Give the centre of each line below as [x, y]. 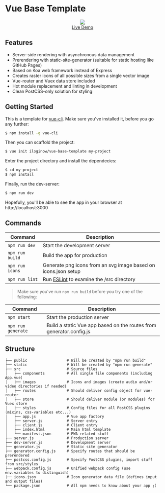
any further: [17, 124]
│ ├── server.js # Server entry [51, 421]
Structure [20, 349]
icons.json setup [62, 271]
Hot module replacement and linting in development [65, 86]
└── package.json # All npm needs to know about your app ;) [81, 486]
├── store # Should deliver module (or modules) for [84, 399]
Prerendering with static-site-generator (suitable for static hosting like [83, 60]
